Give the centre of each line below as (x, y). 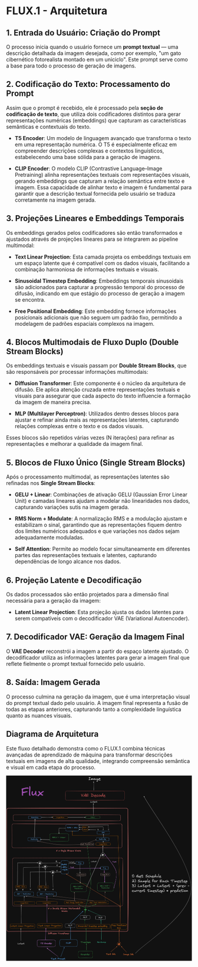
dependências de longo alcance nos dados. (68, 562)
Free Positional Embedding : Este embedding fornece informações (95, 311)
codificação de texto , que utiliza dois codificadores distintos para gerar (93, 114)
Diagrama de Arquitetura (52, 734)
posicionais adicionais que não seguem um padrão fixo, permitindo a (98, 317)
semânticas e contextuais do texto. (49, 127)
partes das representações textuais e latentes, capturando (86, 555)
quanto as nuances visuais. (39, 715)
